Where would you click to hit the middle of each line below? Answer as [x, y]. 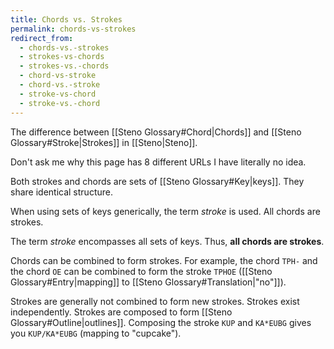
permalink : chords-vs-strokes [73, 29]
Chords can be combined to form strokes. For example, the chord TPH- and [164, 260]
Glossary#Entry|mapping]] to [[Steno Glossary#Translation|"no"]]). [148, 282]
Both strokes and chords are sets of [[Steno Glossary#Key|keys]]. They [157, 181]
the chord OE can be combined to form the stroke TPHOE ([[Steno [141, 271]
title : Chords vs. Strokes [66, 19]
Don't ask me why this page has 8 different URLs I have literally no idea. [158, 162]
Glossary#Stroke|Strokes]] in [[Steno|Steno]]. [104, 142]
